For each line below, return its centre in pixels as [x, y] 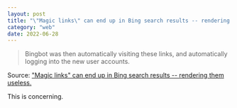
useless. [20, 83]
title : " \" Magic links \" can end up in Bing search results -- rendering [119, 21]
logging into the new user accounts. [77, 62]
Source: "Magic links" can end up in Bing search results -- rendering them [116, 75]
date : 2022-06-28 [33, 34]
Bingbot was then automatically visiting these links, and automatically [126, 54]
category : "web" [31, 27]
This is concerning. [35, 97]
